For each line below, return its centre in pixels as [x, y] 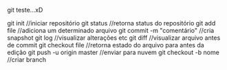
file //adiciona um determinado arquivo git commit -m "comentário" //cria [111, 31]
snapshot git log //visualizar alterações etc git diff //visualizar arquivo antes [114, 38]
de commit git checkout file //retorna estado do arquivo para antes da [106, 45]
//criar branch [27, 60]
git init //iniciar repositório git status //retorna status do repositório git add [111, 23]
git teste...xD [25, 10]
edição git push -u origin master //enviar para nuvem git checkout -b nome [113, 52]
